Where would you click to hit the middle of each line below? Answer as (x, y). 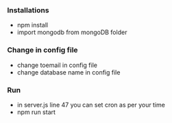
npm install (33, 25)
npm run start (36, 112)
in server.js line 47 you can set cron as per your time (91, 105)
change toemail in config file (57, 65)
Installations (28, 10)
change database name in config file (69, 72)
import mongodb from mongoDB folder (72, 32)
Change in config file (42, 50)
